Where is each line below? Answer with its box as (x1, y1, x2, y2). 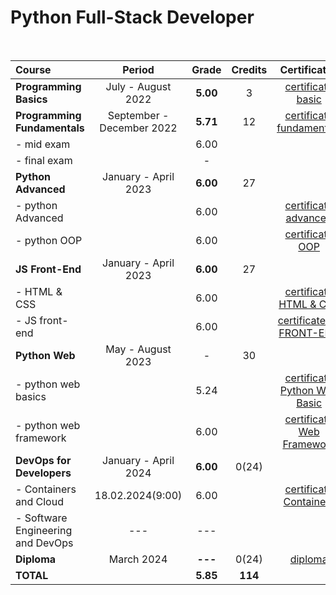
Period (122, 62, 155, 76)
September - (107, 108, 170, 122)
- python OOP (15, 233, 83, 247)
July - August (105, 79, 172, 93)
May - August (105, 342, 172, 356)
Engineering (15, 523, 73, 537)
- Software (15, 511, 68, 525)
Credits (231, 62, 268, 76)
